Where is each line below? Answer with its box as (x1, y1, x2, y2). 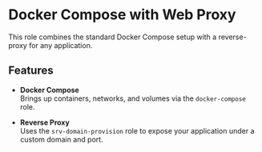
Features (8, 64, 54, 78)
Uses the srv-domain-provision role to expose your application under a (19, 126, 255, 135)
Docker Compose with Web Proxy (8, 6, 236, 24)
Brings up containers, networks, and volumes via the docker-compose (19, 94, 247, 103)
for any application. (29, 40, 93, 50)
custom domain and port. (19, 134, 103, 144)
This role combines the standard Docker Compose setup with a (8, 32, 217, 42)
